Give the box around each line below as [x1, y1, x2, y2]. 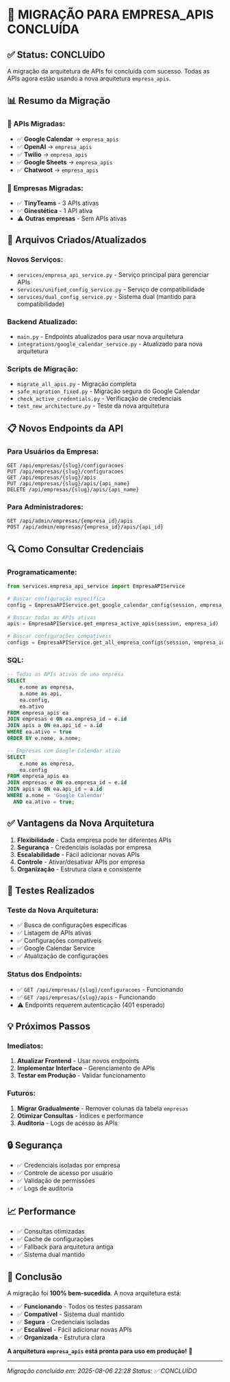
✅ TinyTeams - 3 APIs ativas [16, 199, 99, 207]
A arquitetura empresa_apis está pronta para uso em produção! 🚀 [7, 1347, 193, 1355]
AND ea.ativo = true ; [13, 798, 75, 805]
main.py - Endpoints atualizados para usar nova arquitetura [16, 332, 183, 340]
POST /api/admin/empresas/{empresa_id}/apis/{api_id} [7, 524, 164, 531]
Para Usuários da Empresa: [7, 447, 99, 456]
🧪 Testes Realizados [7, 885, 95, 897]
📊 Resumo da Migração [7, 95, 111, 107]
